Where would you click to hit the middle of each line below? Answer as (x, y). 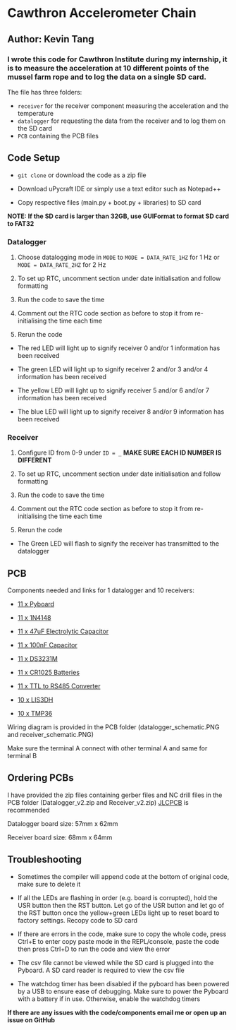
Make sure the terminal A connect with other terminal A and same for (107, 748)
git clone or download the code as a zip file (82, 175)
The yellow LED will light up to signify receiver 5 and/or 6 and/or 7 (113, 390)
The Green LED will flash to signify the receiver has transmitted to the (118, 544)
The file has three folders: (45, 92)
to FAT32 (21, 223)
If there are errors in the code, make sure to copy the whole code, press (122, 934)
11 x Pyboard (36, 604)
